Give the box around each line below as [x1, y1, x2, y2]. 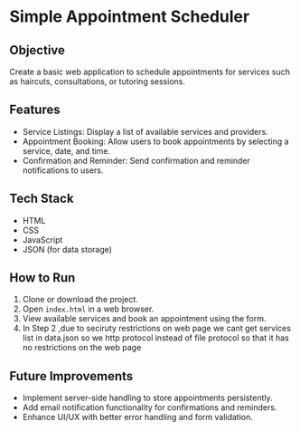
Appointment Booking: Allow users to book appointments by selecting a [22, 136, 289, 147]
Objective [9, 43, 66, 58]
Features [9, 102, 61, 118]
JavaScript [22, 234, 63, 245]
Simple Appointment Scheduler [9, 6, 250, 27]
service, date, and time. [22, 145, 111, 156]
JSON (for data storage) [22, 244, 113, 254]
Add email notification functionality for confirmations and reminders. [22, 402, 277, 413]
